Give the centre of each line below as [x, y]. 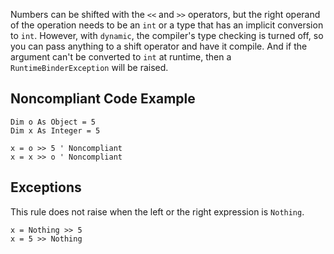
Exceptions [46, 187]
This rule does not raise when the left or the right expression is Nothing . [157, 211]
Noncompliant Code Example [103, 99]
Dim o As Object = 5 [53, 122]
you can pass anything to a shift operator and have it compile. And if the [159, 46]
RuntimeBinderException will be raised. [89, 67]
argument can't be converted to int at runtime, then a [121, 57]
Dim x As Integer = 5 [55, 130]
